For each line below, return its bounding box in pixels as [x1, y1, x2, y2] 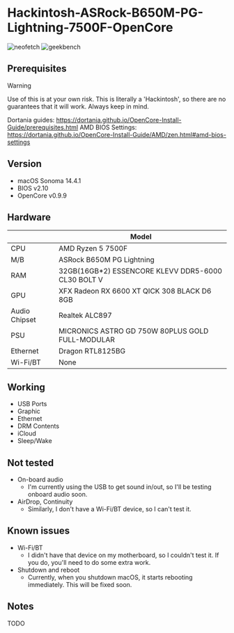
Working [7, 381, 45, 393]
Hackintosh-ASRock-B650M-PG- [7, 5, 204, 21]
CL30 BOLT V [58, 275, 103, 285]
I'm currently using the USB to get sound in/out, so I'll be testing [27, 483, 212, 491]
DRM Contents [17, 422, 60, 431]
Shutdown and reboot [17, 566, 80, 574]
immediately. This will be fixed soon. [27, 580, 132, 588]
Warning [7, 81, 31, 90]
